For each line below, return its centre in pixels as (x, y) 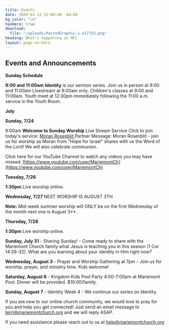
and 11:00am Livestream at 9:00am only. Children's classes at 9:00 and (79, 90)
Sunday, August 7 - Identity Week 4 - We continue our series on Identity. (81, 292)
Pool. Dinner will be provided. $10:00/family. (51, 282)
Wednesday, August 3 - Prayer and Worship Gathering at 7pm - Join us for (83, 261)
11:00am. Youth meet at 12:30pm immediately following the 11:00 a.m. (77, 96)
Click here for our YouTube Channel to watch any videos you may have (79, 156)
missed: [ (15, 161)
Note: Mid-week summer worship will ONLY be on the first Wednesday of (82, 206)
